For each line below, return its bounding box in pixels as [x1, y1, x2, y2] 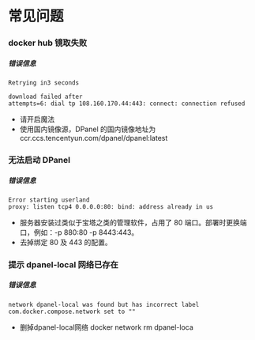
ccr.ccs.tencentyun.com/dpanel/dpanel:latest [19, 134, 168, 143]
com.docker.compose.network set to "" [8, 308, 136, 315]
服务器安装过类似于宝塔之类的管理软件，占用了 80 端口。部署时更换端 [19, 217, 247, 227]
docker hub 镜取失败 [8, 37, 88, 48]
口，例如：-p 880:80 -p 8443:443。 [19, 227, 139, 237]
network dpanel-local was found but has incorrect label [8, 300, 200, 308]
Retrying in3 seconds [8, 79, 80, 87]
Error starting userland [8, 195, 90, 204]
